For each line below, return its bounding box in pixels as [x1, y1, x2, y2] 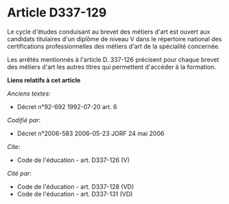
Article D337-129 [7, 5, 107, 21]
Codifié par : [7, 115, 41, 124]
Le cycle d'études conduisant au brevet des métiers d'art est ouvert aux [7, 27, 210, 36]
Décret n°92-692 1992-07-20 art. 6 [16, 102, 118, 111]
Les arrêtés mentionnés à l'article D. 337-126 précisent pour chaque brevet [7, 55, 219, 63]
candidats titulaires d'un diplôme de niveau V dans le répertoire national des [7, 34, 222, 43]
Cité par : [7, 169, 32, 177]
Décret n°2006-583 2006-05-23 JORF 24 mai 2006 [16, 129, 165, 137]
